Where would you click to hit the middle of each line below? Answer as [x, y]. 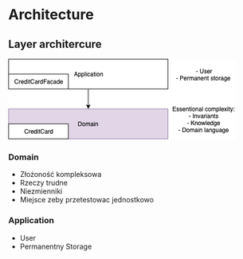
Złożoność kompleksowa [61, 175]
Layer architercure [55, 44]
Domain [24, 157]
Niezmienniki [41, 191]
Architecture [51, 15]
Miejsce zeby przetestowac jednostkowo [86, 200]
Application [31, 221]
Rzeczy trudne [43, 183]
